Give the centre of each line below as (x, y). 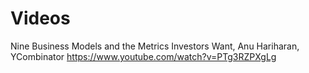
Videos (40, 18)
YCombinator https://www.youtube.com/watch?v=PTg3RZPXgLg (143, 56)
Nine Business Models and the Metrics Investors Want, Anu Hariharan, (155, 46)
